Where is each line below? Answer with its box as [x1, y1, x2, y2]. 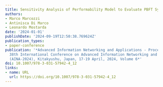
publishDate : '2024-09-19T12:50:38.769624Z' [5, 34, 97, 39]
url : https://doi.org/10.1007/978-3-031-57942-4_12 [9, 74, 116, 79]
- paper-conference [5, 43, 45, 48]
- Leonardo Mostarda [5, 25, 47, 30]
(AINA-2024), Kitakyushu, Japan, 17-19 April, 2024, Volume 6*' [9, 57, 142, 61]
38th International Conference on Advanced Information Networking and [9, 52, 158, 57]
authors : [5, 12, 23, 16]
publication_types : [5, 39, 45, 43]
